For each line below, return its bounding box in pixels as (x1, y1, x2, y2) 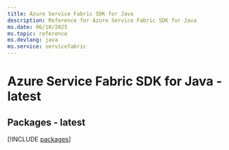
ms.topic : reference (7, 30, 68, 37)
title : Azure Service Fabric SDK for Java (7, 10, 134, 18)
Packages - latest (7, 116, 86, 128)
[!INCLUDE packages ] (7, 135, 71, 143)
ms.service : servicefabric (7, 43, 87, 50)
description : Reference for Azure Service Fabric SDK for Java (7, 17, 197, 24)
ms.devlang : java (7, 37, 58, 44)
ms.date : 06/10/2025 (7, 23, 68, 30)
